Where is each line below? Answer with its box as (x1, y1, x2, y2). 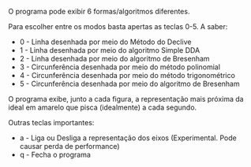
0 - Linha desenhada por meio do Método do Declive (19, 37, 192, 46)
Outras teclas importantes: (8, 118, 95, 127)
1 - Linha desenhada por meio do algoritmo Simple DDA (19, 46, 200, 54)
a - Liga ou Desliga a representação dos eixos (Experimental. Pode (19, 133, 237, 143)
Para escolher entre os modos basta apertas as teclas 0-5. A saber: (8, 22, 228, 31)
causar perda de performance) (19, 142, 120, 150)
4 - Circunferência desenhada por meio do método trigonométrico (19, 71, 235, 80)
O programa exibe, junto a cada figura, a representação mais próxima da (8, 95, 244, 103)
